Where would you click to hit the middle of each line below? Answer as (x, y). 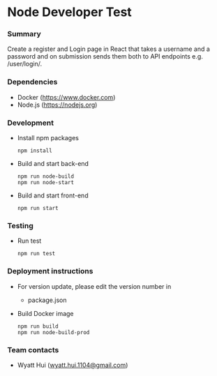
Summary (24, 34)
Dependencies (32, 82)
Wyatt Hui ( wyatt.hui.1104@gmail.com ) (73, 365)
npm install (35, 151)
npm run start (38, 209)
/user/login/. (25, 64)
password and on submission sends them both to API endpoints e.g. (105, 57)
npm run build (38, 326)
